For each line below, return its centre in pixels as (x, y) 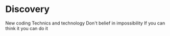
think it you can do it (27, 28)
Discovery (28, 9)
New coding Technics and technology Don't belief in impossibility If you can (85, 23)
